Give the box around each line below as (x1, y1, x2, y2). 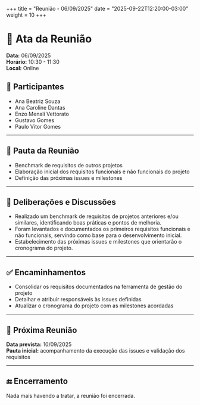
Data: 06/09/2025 (6, 52, 51, 59)
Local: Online (6, 64, 39, 71)
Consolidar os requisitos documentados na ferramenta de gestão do (14, 283, 183, 291)
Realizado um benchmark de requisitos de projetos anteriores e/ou (14, 213, 179, 220)
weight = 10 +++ (6, 11, 46, 18)
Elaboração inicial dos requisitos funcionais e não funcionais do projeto (14, 168, 190, 175)
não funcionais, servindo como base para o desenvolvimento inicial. (14, 232, 182, 239)
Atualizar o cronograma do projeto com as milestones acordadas (14, 302, 174, 309)
